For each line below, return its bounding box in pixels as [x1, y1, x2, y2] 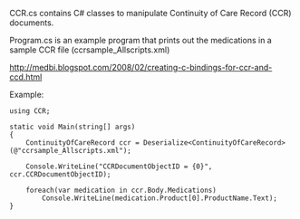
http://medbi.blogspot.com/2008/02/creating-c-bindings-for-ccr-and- [9, 62, 273, 72]
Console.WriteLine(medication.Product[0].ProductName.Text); [42, 194, 278, 203]
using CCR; [9, 107, 51, 116]
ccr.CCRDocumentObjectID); [9, 170, 111, 179]
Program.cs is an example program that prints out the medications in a [9, 35, 272, 45]
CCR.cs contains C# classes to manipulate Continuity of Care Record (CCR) [9, 8, 292, 18]
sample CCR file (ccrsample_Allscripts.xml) [9, 44, 170, 55]
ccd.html [9, 71, 43, 82]
